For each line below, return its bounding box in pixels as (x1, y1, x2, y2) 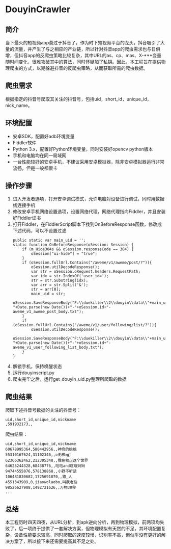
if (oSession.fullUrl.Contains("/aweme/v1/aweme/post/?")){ (22, 260, 152, 266)
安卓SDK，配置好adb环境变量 (12, 133, 75, 139)
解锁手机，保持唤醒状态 (12, 363, 62, 370)
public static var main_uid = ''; (12, 238, 86, 243)
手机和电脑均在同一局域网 (12, 152, 67, 159)
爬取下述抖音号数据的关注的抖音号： (5, 407, 81, 413)
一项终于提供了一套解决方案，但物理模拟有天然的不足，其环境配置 (22, 526, 161, 532)
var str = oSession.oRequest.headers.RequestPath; (31, 269, 141, 274)
